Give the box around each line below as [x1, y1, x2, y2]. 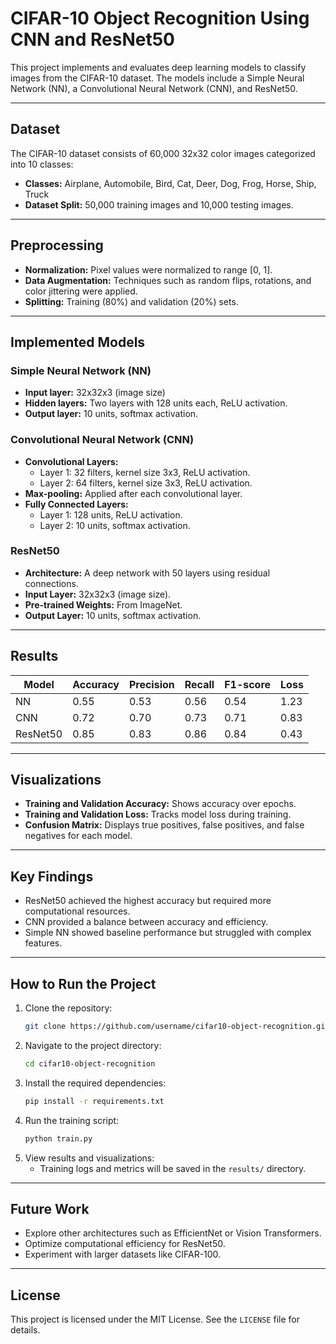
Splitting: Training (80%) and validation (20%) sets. [24, 295, 239, 307]
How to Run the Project [10, 975, 157, 992]
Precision [128, 677, 175, 691]
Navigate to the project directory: [24, 1039, 162, 1051]
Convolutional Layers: [24, 455, 119, 467]
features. [24, 937, 63, 949]
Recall [184, 677, 215, 691]
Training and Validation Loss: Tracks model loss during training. [24, 808, 292, 821]
